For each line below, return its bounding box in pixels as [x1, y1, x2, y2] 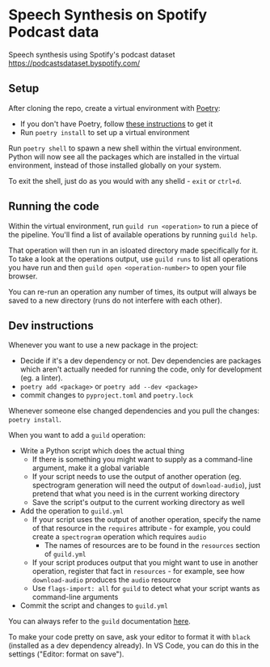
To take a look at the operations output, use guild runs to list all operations [8, 253, 259, 264]
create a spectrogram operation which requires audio [32, 532, 207, 542]
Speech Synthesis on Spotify [8, 6, 208, 24]
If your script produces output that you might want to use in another [32, 558, 259, 567]
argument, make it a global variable [32, 463, 150, 473]
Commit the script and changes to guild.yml [19, 601, 168, 610]
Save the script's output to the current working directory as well [32, 498, 245, 508]
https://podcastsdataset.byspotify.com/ [8, 58, 141, 68]
